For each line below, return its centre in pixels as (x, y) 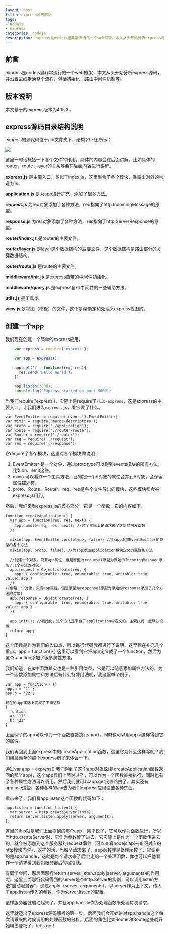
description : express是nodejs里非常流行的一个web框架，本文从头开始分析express (83, 38)
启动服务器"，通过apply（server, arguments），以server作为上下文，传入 (87, 885)
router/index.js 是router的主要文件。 (44, 238)
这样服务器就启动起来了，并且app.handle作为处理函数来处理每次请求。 (78, 902)
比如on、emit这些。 (33, 470)
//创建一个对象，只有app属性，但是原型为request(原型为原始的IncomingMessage (84, 560)
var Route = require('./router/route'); (48, 430)
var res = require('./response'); (41, 443)
